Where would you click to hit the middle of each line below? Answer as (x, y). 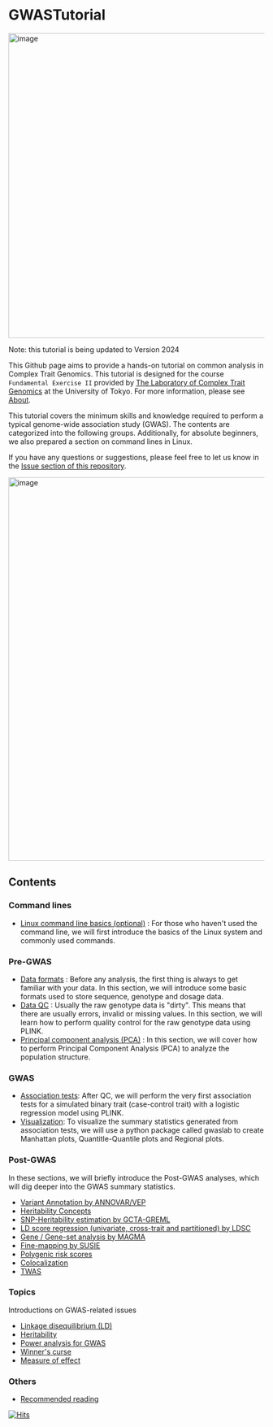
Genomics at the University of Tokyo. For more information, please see (127, 391)
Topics (22, 1292)
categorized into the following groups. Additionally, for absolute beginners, (133, 433)
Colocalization (44, 1263)
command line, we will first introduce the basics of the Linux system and (141, 932)
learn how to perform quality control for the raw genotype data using (135, 1022)
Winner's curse (45, 1351)
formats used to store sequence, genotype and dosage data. (122, 996)
